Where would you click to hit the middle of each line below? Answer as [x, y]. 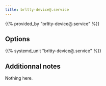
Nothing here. [19, 78]
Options [18, 39]
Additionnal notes [33, 66]
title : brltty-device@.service [37, 10]
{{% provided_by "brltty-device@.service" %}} [52, 24]
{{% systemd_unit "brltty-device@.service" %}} [53, 51]
